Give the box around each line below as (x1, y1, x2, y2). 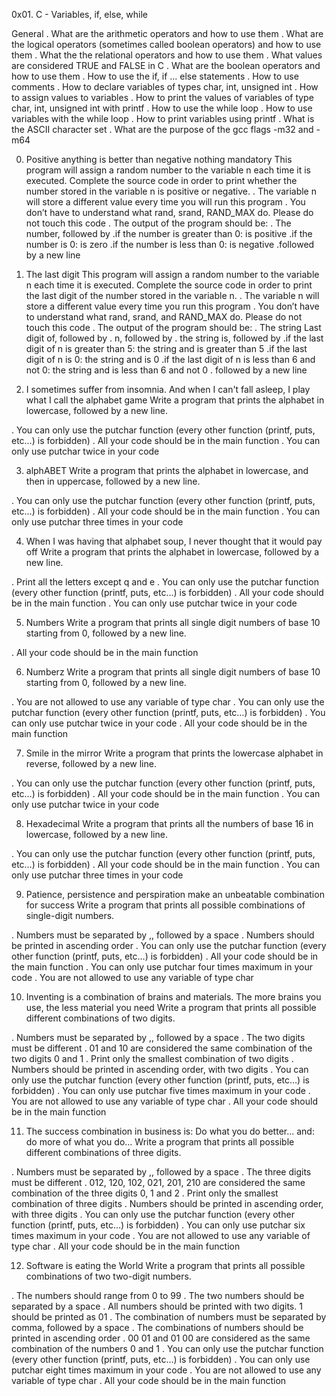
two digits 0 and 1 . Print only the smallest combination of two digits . (11, 1053, 294, 1064)
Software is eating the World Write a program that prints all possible (25, 1260, 306, 1271)
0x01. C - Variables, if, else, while (11, 9, 148, 20)
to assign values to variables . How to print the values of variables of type (11, 92, 314, 103)
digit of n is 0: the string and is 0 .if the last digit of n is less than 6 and (25, 354, 316, 365)
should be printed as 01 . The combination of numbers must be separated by (11, 1311, 327, 1323)
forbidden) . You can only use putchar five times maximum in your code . (11, 1085, 311, 1096)
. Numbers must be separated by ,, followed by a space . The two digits (11, 1032, 306, 1043)
